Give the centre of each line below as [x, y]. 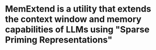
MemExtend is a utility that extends [78, 9]
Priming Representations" [59, 40]
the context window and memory [73, 19]
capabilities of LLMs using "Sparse [77, 30]
